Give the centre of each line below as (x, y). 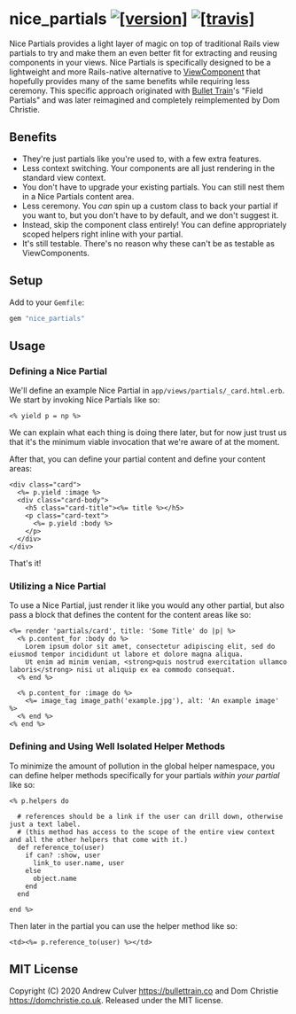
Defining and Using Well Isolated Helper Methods (117, 746)
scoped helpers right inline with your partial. (102, 234)
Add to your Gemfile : (47, 302)
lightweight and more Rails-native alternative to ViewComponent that (135, 72)
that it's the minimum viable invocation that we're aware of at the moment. (144, 442)
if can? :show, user (63, 855)
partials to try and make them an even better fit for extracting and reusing (143, 52)
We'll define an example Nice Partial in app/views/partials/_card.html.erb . (147, 391)
